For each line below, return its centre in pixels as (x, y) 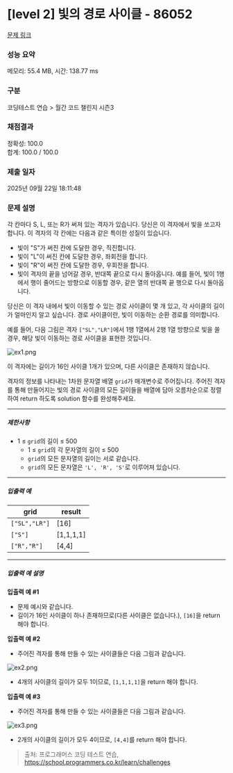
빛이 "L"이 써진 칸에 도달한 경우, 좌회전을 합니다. (82, 257)
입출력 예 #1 (23, 592)
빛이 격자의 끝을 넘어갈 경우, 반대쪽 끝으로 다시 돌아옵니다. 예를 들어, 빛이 (116, 274)
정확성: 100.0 (25, 143)
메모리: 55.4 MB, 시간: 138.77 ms (53, 71)
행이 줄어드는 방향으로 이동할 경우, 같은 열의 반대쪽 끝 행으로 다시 (118, 283)
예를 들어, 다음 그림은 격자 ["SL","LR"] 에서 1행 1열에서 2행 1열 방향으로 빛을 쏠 (114, 329)
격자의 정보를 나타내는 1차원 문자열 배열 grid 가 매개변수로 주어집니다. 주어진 (110, 381)
